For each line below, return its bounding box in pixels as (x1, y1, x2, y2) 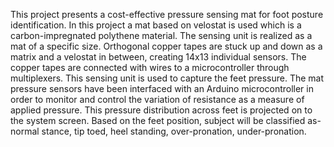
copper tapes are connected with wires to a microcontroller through (10, 62, 290, 73)
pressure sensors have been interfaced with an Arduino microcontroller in (10, 83, 314, 94)
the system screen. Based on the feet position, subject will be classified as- (10, 115, 322, 126)
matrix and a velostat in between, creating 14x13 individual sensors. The (10, 51, 307, 63)
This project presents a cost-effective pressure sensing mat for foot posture (10, 9, 324, 20)
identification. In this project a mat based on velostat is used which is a (10, 19, 302, 31)
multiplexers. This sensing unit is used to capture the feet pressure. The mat (10, 72, 325, 84)
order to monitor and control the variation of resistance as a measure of (10, 94, 305, 105)
